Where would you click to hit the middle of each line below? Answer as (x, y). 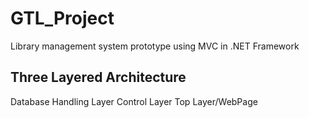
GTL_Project (62, 18)
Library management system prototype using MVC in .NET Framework (155, 46)
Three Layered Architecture (98, 77)
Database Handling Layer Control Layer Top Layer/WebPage (134, 101)
